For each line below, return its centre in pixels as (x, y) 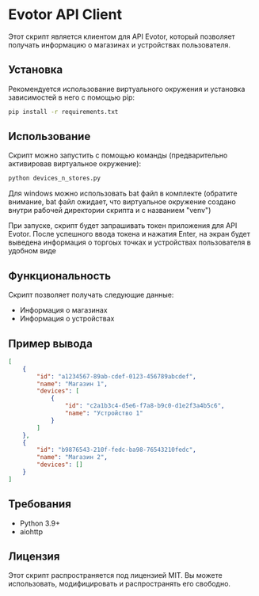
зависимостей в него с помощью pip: (72, 97)
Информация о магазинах (64, 310)
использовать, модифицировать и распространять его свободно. (120, 584)
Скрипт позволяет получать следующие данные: (91, 295)
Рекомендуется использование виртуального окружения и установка (127, 89)
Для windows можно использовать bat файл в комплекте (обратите (123, 194)
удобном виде (32, 251)
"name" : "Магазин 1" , (72, 384)
